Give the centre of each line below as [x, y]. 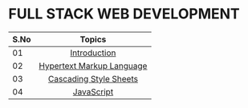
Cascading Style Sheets [93, 78]
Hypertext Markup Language [93, 66]
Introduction [93, 53]
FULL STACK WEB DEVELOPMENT [124, 14]
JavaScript [93, 91]
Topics [93, 39]
